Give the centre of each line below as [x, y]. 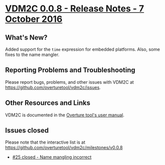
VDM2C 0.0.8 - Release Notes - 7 [75, 9]
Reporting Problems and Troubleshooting [70, 70]
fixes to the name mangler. [32, 55]
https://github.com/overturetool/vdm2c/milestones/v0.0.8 [64, 148]
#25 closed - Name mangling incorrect [52, 157]
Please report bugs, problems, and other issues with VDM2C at [70, 82]
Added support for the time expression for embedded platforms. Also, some [82, 49]
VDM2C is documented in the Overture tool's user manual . [65, 115]
